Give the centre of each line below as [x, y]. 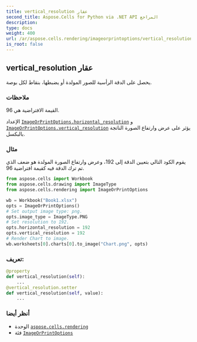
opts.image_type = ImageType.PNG [47, 217]
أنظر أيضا [18, 313]
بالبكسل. [16, 134]
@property [18, 271]
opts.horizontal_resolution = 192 [48, 228]
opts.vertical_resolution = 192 [45, 233]
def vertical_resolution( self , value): [55, 293]
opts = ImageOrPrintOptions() [43, 206]
